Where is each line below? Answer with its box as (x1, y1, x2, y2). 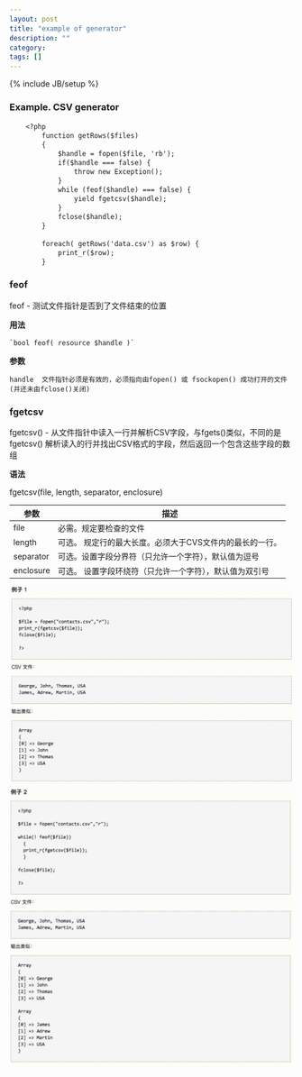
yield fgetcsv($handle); (73, 195, 168, 204)
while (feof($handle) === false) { (57, 186, 192, 195)
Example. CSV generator (9, 101, 120, 114)
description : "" (9, 33, 70, 42)
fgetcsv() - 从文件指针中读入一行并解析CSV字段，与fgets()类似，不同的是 (9, 427, 282, 438)
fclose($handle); (57, 213, 124, 222)
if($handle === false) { (57, 159, 151, 168)
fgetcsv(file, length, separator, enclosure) (9, 487, 164, 497)
